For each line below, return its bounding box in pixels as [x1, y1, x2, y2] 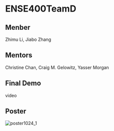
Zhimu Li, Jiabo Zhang [5, 36, 52, 42]
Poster [5, 107, 27, 116]
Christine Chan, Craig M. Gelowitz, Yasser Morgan [5, 64, 109, 71]
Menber [5, 23, 31, 32]
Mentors [5, 51, 33, 59]
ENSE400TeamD [5, 3, 76, 15]
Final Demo [5, 79, 41, 88]
